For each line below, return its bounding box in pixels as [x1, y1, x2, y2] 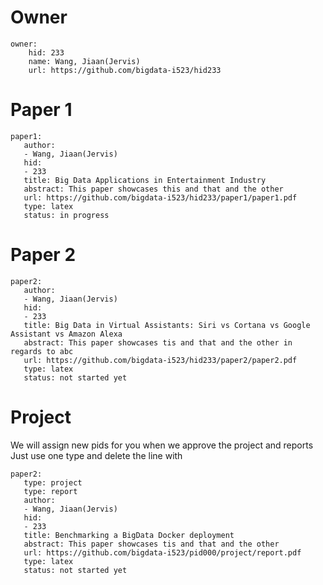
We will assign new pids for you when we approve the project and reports [10, 439, 314, 451]
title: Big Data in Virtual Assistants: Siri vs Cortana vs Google [23, 320, 311, 330]
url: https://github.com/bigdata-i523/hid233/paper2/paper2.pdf [23, 355, 298, 365]
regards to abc [10, 346, 74, 356]
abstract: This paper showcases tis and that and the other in [23, 337, 293, 348]
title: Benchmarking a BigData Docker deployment [23, 530, 235, 540]
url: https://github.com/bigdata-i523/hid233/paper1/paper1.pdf [23, 192, 298, 203]
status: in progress [23, 210, 110, 220]
